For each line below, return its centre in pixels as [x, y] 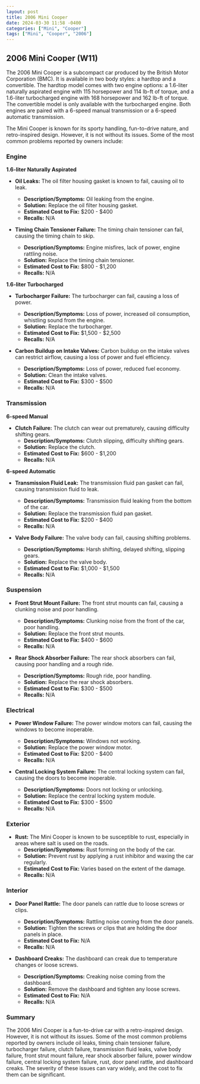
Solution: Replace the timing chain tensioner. [79, 260]
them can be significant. [36, 1074]
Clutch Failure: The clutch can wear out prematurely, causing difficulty [102, 428]
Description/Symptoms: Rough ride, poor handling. [88, 676]
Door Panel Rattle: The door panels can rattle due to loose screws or [100, 903]
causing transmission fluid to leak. [57, 489]
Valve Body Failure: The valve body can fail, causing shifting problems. [103, 537]
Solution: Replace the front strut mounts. [74, 633]
